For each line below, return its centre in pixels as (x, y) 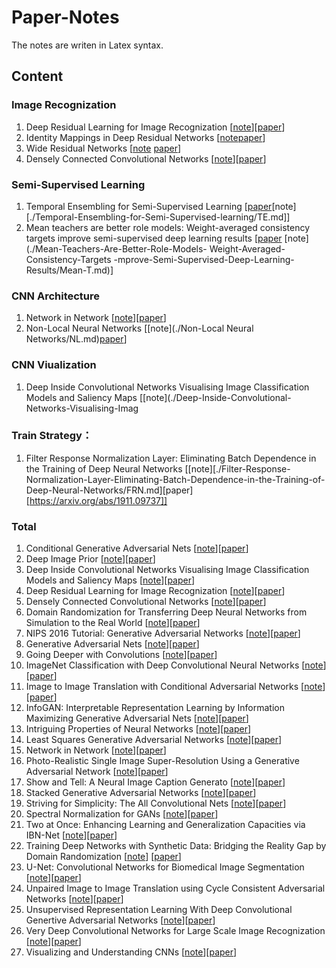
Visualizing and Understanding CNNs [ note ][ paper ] (131, 952)
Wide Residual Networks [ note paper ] (103, 148)
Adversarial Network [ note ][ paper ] (97, 772)
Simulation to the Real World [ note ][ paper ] (113, 623)
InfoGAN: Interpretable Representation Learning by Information (155, 708)
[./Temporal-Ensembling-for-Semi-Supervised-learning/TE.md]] (158, 217)
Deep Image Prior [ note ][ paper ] (90, 559)
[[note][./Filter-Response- (237, 468)
